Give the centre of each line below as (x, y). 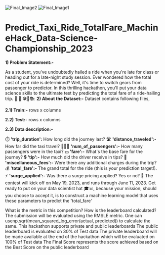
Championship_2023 (49, 49)
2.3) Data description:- (29, 129)
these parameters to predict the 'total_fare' (49, 201)
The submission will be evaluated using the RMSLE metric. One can (74, 215)
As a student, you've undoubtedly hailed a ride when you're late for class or (82, 72)
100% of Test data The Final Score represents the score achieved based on (82, 242)
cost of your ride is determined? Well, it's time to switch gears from (73, 82)
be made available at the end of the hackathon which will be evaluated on (80, 236)
